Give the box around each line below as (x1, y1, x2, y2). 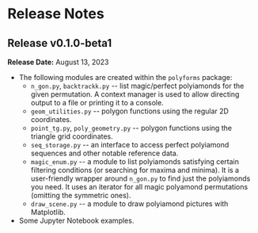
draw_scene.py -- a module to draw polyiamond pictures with (30, 199, 229, 208)
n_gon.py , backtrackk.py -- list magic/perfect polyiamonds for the (30, 81, 245, 90)
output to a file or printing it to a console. (30, 98, 164, 107)
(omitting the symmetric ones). (30, 191, 131, 200)
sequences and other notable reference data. (30, 148, 179, 158)
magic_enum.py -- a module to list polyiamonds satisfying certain (30, 157, 239, 166)
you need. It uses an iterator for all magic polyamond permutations (30, 182, 249, 191)
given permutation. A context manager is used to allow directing (30, 90, 240, 99)
